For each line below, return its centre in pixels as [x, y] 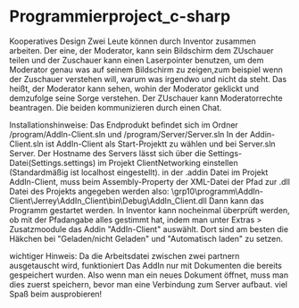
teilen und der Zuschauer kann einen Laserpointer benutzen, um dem [137, 60]
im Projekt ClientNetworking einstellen [168, 162]
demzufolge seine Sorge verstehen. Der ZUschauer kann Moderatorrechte [146, 98]
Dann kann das [237, 200]
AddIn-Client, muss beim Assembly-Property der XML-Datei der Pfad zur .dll [149, 181]
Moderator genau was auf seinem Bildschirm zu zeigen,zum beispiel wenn [146, 70]
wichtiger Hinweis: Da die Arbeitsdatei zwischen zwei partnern [125, 255]
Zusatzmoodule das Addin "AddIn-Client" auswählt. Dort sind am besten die [149, 229]
